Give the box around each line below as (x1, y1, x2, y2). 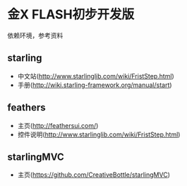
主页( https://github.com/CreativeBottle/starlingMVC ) (17, 170, 171, 179)
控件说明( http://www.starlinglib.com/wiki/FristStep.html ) (17, 130, 181, 139)
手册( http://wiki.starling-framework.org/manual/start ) (17, 81, 172, 89)
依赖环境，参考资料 (7, 31, 64, 40)
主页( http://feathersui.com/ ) (17, 121, 99, 129)
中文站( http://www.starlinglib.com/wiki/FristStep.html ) (17, 71, 174, 80)
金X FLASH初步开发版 (7, 6, 135, 23)
